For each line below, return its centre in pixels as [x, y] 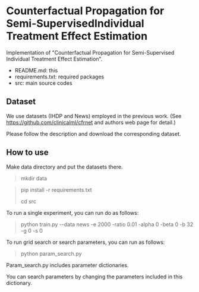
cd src [29, 201]
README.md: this [36, 70]
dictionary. [19, 283]
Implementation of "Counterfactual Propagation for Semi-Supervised [90, 52]
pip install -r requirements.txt [56, 190]
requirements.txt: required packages [59, 77]
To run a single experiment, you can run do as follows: [72, 212]
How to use [27, 153]
